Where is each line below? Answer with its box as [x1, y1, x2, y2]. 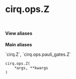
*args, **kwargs [14, 65, 49, 70]
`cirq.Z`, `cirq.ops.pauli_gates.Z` [5, 51, 71, 57]
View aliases [5, 30, 33, 36]
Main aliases [5, 41, 32, 47]
